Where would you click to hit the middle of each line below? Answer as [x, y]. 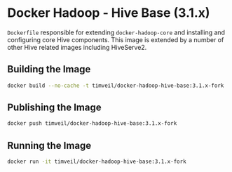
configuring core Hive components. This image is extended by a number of [116, 39]
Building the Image [49, 69]
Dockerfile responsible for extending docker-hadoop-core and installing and [116, 32]
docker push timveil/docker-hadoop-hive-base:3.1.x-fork [92, 124]
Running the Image [49, 145]
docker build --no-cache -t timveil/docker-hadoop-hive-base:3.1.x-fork [116, 86]
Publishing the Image [54, 108]
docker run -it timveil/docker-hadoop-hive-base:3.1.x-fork [97, 162]
